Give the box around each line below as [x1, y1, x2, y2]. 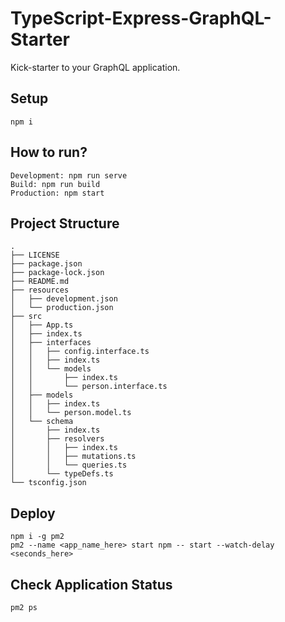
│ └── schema [10, 417, 74, 427]
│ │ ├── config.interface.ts [10, 347, 150, 357]
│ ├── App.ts [10, 320, 74, 331]
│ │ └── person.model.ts [10, 408, 132, 418]
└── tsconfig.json [10, 478, 87, 488]
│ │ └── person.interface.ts [10, 382, 168, 392]
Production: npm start [10, 188, 105, 198]
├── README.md [10, 277, 70, 287]
